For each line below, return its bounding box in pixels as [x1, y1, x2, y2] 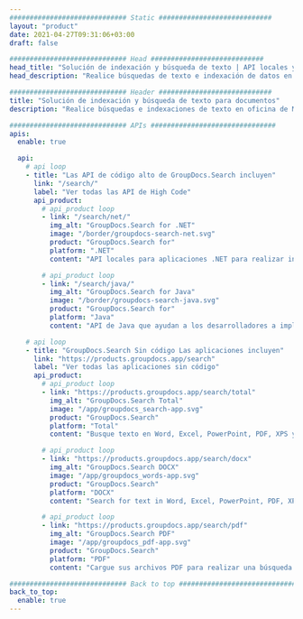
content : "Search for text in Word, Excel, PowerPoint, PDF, [49, 496, 284, 505]
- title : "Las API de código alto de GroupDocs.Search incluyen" [25, 171, 277, 180]
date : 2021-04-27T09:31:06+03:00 [9, 30, 135, 39]
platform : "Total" [49, 421, 119, 430]
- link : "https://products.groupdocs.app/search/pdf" [41, 521, 248, 531]
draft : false [9, 38, 59, 48]
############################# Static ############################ [9, 13, 272, 23]
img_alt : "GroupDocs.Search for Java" [49, 288, 196, 297]
